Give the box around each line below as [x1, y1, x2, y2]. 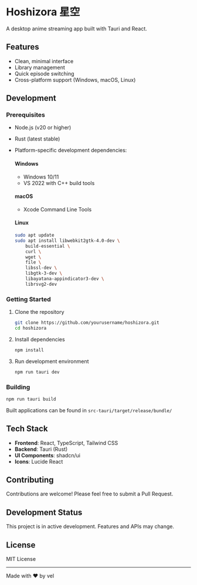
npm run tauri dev [14, 369, 60, 375]
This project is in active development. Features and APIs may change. [6, 523, 175, 530]
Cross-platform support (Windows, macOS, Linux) [14, 76, 136, 83]
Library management [14, 64, 66, 71]
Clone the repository [14, 309, 64, 316]
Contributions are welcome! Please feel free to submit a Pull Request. [6, 490, 174, 498]
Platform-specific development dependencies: [14, 147, 127, 154]
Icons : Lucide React [14, 458, 63, 465]
